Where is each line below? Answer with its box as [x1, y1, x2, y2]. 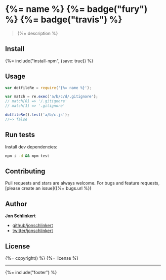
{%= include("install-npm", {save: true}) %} [5, 58, 94, 64]
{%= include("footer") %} [5, 269, 57, 275]
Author [5, 199, 27, 208]
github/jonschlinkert [12, 223, 53, 229]
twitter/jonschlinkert [12, 228, 53, 233]
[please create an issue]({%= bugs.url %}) [5, 186, 92, 191]
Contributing [5, 167, 45, 175]
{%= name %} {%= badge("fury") [5, 3, 148, 15]
